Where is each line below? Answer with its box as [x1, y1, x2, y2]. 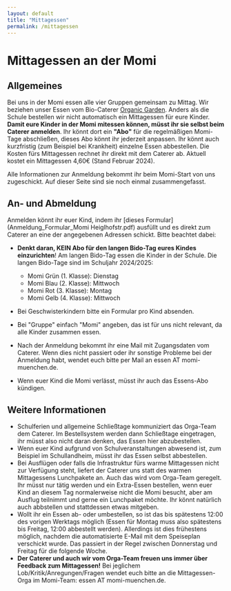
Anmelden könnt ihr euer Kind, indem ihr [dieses [7, 216, 145, 224]
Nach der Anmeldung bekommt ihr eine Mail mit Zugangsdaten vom [17, 341, 210, 350]
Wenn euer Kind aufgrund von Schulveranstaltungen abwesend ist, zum [17, 444, 222, 452]
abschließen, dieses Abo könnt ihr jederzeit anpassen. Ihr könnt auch [23, 135, 219, 143]
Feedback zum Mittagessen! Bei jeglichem [17, 561, 141, 570]
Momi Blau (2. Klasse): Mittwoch [27, 279, 120, 288]
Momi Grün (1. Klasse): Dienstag [27, 272, 119, 280]
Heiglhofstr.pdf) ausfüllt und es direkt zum [90, 223, 211, 232]
